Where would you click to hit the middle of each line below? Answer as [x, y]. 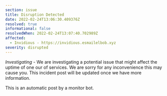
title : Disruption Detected [35, 15]
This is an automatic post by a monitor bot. [50, 88]
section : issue [21, 10]
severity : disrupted [27, 47]
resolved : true [21, 24]
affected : [16, 38]
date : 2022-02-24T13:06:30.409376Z [43, 19]
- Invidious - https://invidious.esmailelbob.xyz [63, 43]
